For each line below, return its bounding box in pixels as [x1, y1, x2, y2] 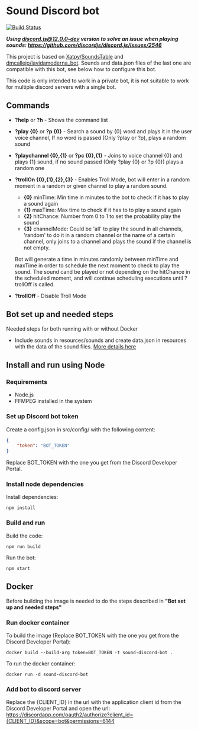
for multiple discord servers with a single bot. [6, 83, 116, 90]
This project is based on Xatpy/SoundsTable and [6, 53, 124, 60]
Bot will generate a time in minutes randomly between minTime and [14, 255, 178, 262]
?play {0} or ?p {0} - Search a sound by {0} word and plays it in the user [14, 127, 192, 135]
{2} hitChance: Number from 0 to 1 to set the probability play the [23, 212, 181, 220]
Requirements [6, 377, 48, 386]
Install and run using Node [6, 360, 105, 370]
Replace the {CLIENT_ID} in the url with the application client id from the [6, 699, 181, 706]
